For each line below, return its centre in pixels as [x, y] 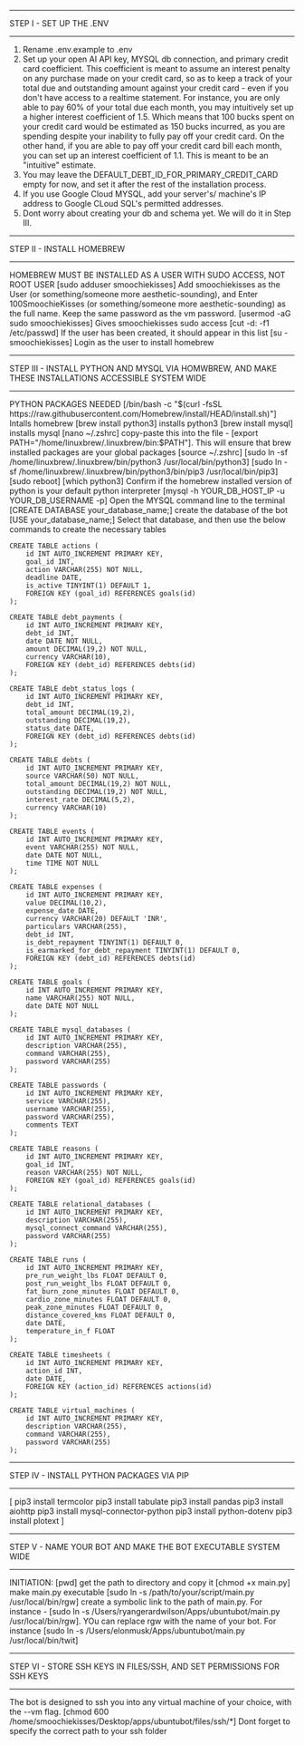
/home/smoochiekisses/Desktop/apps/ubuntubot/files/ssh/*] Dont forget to [150, 1721]
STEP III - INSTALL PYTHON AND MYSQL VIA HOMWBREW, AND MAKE [143, 368]
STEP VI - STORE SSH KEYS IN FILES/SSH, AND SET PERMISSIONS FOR [145, 1666]
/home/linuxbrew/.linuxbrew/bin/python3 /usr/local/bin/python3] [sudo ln [146, 462]
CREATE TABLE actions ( [54, 546]
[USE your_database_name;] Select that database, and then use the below [148, 519]
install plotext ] [37, 1521]
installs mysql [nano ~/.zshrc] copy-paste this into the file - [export [134, 433]
